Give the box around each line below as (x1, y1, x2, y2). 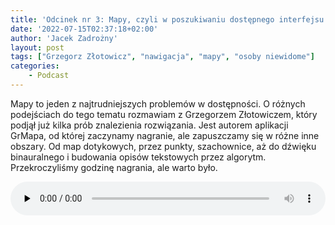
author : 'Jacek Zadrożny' (10, 33, 118, 43)
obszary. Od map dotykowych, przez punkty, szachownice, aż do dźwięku (10, 140, 317, 152)
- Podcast (28, 71, 70, 81)
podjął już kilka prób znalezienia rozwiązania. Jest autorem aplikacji (10, 119, 289, 131)
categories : (10, 61, 60, 71)
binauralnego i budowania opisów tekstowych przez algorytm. (10, 151, 267, 163)
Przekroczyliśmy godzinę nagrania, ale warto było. (10, 161, 218, 173)
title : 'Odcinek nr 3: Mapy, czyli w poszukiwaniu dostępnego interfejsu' (10, 14, 329, 25)
